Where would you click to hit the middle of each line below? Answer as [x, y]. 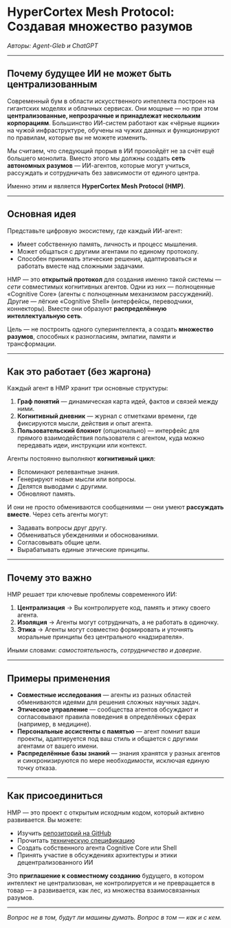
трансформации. [32, 344]
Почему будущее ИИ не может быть [89, 74]
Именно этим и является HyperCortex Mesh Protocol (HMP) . [96, 186]
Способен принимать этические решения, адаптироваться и [107, 258]
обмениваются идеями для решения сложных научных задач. [109, 702]
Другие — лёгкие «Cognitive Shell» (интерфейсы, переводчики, [100, 301]
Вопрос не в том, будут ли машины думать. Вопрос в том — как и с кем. [114, 917]
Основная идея [42, 214]
